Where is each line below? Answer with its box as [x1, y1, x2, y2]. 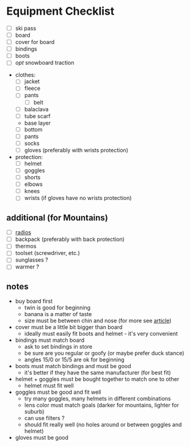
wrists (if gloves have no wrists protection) [24, 194, 132, 202]
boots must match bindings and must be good [15, 363, 131, 370]
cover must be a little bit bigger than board [15, 323, 123, 331]
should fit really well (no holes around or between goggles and [24, 421, 182, 429]
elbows [24, 180, 43, 188]
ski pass [15, 24, 37, 32]
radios [15, 229, 32, 236]
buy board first [15, 298, 53, 305]
